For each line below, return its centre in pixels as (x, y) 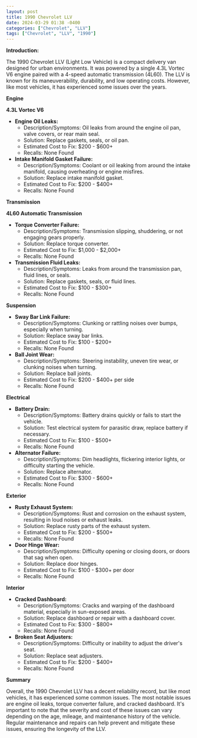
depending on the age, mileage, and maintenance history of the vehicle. (93, 717)
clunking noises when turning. (60, 367)
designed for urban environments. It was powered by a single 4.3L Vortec (95, 68)
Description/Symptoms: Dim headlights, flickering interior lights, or (104, 459)
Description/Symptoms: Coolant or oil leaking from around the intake (107, 166)
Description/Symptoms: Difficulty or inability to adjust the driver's (103, 643)
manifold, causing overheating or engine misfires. (84, 171)
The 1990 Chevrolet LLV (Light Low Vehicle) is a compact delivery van (91, 62)
